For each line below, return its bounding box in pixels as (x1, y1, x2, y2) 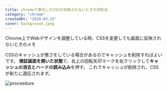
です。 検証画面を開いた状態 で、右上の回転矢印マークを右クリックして (5, 58, 150, 64)
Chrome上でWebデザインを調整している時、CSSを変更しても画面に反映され (5, 35, 162, 41)
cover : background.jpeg (5, 21, 55, 26)
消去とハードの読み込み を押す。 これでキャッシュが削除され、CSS (22, 64, 159, 70)
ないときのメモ (5, 42, 36, 47)
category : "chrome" (5, 12, 46, 17)
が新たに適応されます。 (5, 70, 53, 77)
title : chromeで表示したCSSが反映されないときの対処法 (5, 7, 108, 12)
